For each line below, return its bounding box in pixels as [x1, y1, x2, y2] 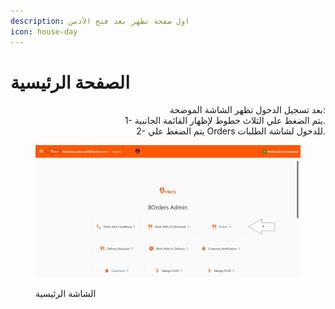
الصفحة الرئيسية [10, 71, 130, 94]
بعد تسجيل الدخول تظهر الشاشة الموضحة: [169, 104, 326, 116]
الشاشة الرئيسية [35, 288, 97, 300]
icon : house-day [10, 26, 78, 37]
